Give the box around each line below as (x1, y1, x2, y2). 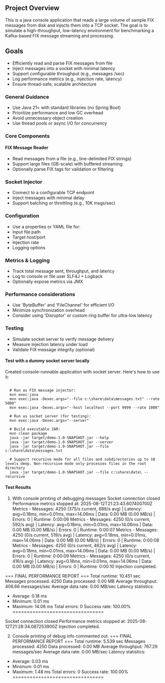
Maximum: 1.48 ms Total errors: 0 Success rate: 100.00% (12, 669, 129, 675)
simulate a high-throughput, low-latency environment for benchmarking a (5, 27, 154, 34)
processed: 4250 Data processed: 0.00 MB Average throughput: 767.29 (12, 643, 158, 649)
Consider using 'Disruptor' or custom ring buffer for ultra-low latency (12, 312, 153, 318)
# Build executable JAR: (9, 426, 61, 432)
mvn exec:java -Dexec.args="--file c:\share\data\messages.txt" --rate (9, 396, 160, 401)
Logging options (12, 244, 46, 250)
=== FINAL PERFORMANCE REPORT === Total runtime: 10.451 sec (5, 573, 141, 579)
